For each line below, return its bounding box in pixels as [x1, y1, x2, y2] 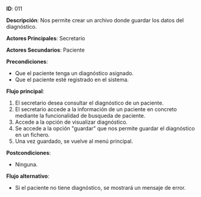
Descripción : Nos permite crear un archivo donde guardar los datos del [6, 17, 184, 23]
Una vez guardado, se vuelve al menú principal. [14, 138, 134, 145]
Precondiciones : [6, 58, 48, 65]
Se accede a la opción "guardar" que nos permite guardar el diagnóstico [14, 125, 195, 132]
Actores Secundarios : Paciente [6, 46, 85, 53]
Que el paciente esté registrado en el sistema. [14, 76, 129, 83]
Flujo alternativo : [6, 172, 50, 180]
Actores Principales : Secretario [6, 35, 85, 41]
